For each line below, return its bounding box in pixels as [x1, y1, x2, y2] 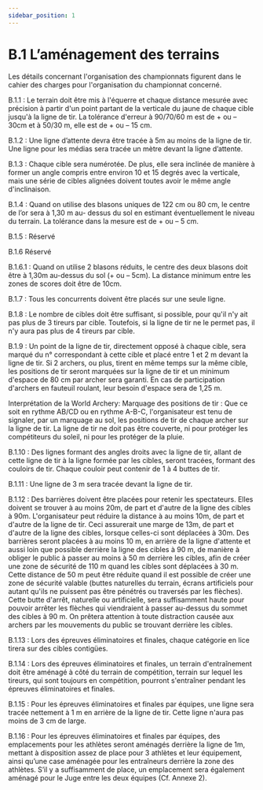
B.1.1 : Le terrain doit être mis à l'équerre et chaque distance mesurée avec [8, 95, 249, 105]
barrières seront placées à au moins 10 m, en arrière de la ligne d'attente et [8, 536, 251, 546]
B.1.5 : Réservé [8, 232, 56, 241]
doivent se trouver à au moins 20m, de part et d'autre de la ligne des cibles [8, 503, 251, 512]
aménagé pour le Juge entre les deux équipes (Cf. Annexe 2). [8, 773, 207, 782]
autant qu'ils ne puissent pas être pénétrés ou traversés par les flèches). [8, 586, 243, 595]
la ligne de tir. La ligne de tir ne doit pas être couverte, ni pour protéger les [8, 423, 249, 433]
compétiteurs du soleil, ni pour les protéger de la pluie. [8, 432, 184, 441]
